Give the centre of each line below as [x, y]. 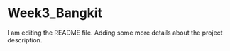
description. [25, 40]
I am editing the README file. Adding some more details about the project [115, 33]
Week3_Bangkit [55, 13]
